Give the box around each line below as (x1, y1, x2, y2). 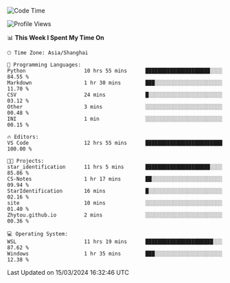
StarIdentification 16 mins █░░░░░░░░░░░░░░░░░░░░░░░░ (7, 188, 223, 194)
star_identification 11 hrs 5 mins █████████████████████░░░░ (7, 163, 223, 170)
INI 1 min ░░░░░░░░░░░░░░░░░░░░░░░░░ (7, 115, 223, 122)
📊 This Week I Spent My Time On (7, 34, 104, 41)
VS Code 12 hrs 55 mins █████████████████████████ (7, 139, 223, 146)
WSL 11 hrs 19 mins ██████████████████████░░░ (7, 238, 223, 245)
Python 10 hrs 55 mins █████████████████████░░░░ (7, 67, 223, 74)
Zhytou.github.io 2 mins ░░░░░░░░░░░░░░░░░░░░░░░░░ (7, 212, 223, 218)
